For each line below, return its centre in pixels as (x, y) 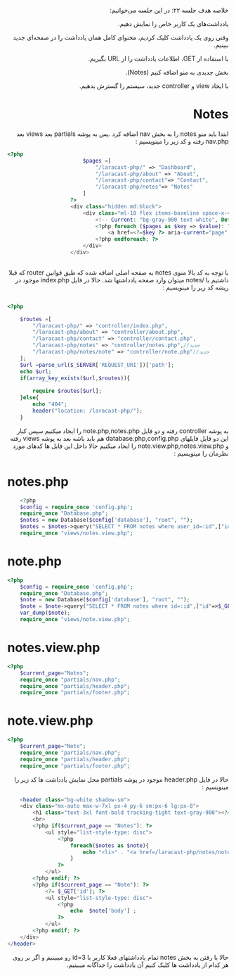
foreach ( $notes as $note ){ (110, 845)
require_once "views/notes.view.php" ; (77, 533)
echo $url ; (36, 371)
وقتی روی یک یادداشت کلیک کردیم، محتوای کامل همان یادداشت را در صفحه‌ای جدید (121, 37)
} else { (29, 398)
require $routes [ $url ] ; (67, 391)
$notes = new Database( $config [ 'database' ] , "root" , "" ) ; (106, 520)
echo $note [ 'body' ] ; (103, 911)
